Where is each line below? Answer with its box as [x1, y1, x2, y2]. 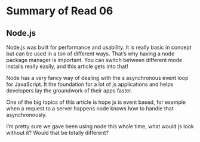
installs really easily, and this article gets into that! [6, 63, 128, 70]
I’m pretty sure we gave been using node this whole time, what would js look [6, 123, 194, 129]
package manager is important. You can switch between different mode [6, 57, 183, 63]
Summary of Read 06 [6, 4, 113, 18]
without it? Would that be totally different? [6, 129, 109, 136]
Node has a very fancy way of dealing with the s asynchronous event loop [6, 75, 189, 81]
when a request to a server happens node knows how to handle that [6, 105, 174, 112]
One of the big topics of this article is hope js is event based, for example [6, 98, 186, 106]
